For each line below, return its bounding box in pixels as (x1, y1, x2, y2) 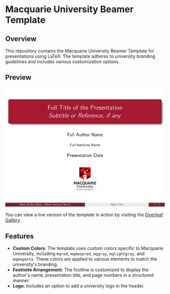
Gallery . (5, 217, 22, 223)
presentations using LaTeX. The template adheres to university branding (5, 53, 156, 59)
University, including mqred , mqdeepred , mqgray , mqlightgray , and (12, 250, 145, 257)
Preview (5, 73, 32, 82)
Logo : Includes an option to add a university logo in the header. (12, 282, 145, 289)
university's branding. (12, 261, 58, 267)
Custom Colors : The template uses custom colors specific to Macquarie (12, 245, 163, 251)
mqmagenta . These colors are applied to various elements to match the (12, 256, 157, 262)
